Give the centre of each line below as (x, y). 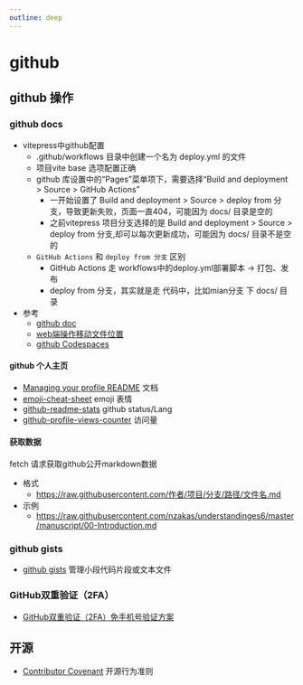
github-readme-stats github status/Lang (97, 408)
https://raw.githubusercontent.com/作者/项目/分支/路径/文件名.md (159, 494)
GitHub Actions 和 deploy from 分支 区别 (111, 256)
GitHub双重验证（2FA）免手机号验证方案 (98, 616)
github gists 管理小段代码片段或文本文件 (97, 569)
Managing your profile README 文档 (90, 387)
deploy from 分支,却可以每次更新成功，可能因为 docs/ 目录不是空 (170, 234)
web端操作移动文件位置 (80, 333)
